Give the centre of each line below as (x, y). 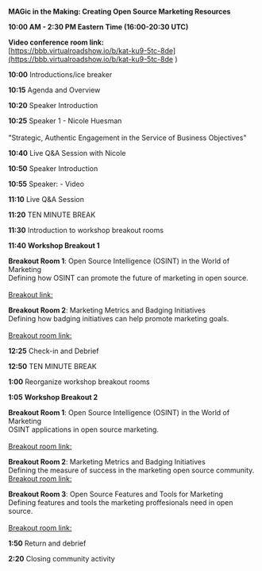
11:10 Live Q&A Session (46, 199)
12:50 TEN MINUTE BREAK (52, 366)
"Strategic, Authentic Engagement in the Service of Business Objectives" (127, 138)
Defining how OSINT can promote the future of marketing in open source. (128, 278)
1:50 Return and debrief (47, 543)
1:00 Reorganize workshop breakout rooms (79, 382)
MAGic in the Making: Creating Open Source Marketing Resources (119, 12)
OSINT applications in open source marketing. (83, 429)
